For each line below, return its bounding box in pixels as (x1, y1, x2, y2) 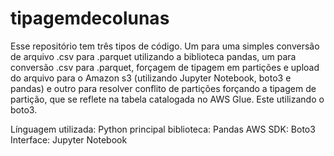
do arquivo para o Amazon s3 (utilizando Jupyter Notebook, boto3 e (10, 72, 292, 84)
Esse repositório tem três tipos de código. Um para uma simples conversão (10, 40, 320, 52)
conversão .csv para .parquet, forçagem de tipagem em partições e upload (10, 61, 320, 73)
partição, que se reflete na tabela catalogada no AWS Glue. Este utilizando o (10, 93, 325, 105)
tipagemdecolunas (10, 7, 170, 30)
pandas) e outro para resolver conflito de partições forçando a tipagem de (10, 82, 317, 94)
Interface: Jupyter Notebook (10, 133, 128, 146)
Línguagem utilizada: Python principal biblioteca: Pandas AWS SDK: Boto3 (10, 123, 316, 135)
